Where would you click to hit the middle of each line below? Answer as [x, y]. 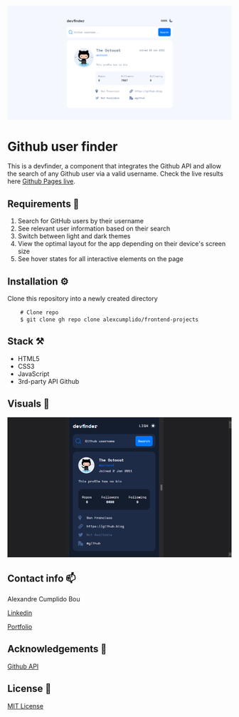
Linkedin [20, 613]
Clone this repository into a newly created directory [83, 298]
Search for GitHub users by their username [81, 221]
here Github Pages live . [42, 181]
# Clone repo [39, 312]
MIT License [26, 706]
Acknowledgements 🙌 [57, 649]
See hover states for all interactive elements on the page [100, 259]
